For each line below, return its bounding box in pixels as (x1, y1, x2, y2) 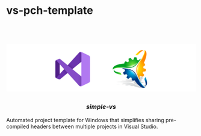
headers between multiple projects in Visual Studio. (30, 123, 158, 130)
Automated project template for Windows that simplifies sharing (6, 116, 164, 123)
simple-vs (86, 103, 116, 111)
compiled (6, 123, 29, 130)
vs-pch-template (6, 4, 93, 17)
